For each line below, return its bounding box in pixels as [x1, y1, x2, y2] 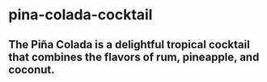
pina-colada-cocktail [8, 6, 153, 24]
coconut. [8, 63, 55, 76]
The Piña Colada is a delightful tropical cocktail [8, 38, 251, 51]
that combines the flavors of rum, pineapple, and [8, 50, 260, 64]
